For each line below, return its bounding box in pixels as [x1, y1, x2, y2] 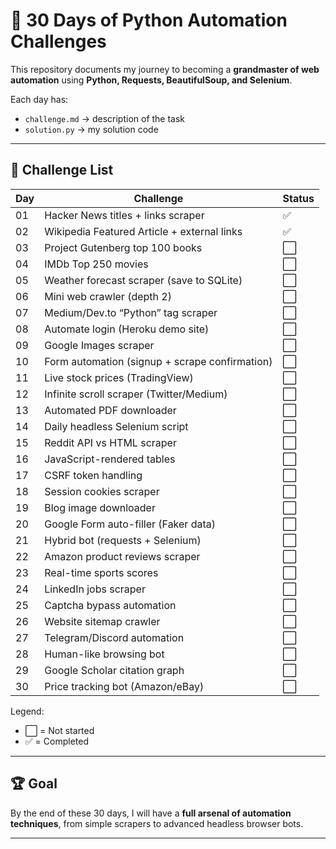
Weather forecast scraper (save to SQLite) [44, 273, 243, 287]
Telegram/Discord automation [44, 630, 185, 644]
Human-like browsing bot [44, 647, 165, 661]
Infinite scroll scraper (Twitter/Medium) [44, 387, 228, 401]
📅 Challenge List [10, 162, 114, 179]
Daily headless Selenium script [44, 419, 189, 433]
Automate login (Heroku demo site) [44, 322, 210, 336]
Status [282, 191, 315, 205]
